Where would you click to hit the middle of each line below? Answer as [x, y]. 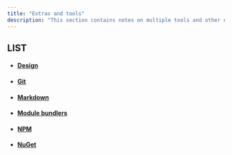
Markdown [33, 97]
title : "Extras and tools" [46, 13]
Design [28, 66]
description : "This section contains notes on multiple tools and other [114, 20]
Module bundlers [42, 113]
